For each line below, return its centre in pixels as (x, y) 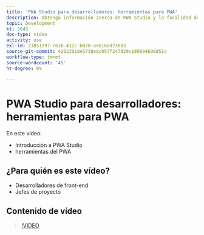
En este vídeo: (24, 134)
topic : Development (31, 23)
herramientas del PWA (43, 152)
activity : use (24, 40)
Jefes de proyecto (38, 192)
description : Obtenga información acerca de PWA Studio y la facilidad (99, 18)
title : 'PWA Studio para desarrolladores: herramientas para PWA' (92, 12)
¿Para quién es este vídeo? (58, 171)
